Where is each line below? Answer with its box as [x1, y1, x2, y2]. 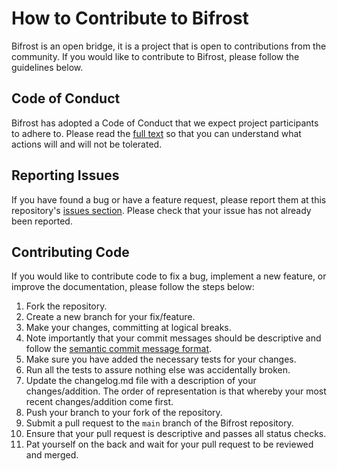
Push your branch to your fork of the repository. [25, 407, 223, 419]
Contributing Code [11, 243, 130, 261]
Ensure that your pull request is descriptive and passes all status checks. [25, 428, 327, 440]
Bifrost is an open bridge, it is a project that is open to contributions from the [11, 40, 327, 52]
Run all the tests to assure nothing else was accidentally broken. [25, 364, 291, 376]
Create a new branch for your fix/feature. [25, 311, 196, 323]
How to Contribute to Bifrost [11, 7, 249, 30]
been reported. [11, 215, 73, 227]
